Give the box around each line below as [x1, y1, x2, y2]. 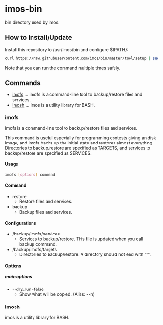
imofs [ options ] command [5, 172, 55, 177]
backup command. [19, 241, 57, 247]
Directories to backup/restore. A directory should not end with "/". [19, 252, 151, 257]
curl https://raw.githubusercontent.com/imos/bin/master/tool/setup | [5, 56, 151, 61]
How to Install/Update [5, 34, 72, 42]
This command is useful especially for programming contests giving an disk [5, 135, 156, 141]
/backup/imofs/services [12, 231, 60, 237]
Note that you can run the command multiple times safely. [5, 65, 121, 71]
